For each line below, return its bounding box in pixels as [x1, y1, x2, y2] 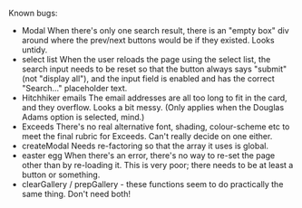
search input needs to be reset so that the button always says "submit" [21, 63, 287, 74]
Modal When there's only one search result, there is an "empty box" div [21, 25, 289, 35]
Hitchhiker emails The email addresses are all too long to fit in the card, [21, 92, 287, 103]
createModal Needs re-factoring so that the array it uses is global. [21, 140, 269, 151]
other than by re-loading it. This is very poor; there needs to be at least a [21, 160, 294, 170]
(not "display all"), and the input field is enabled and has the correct [21, 73, 276, 84]
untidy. [21, 44, 48, 55]
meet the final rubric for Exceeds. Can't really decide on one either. [21, 131, 273, 141]
